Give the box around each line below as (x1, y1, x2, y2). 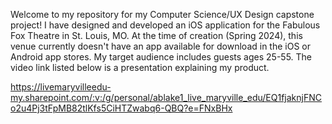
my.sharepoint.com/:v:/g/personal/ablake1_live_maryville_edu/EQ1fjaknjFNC (10, 92, 322, 103)
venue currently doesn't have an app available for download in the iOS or (10, 40, 312, 52)
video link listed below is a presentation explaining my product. (10, 62, 270, 73)
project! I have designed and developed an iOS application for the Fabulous (10, 19, 321, 31)
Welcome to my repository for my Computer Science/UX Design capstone (10, 9, 315, 20)
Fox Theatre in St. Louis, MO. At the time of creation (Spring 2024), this (10, 30, 303, 41)
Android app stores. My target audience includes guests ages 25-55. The (10, 51, 313, 63)
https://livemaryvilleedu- (10, 81, 112, 93)
